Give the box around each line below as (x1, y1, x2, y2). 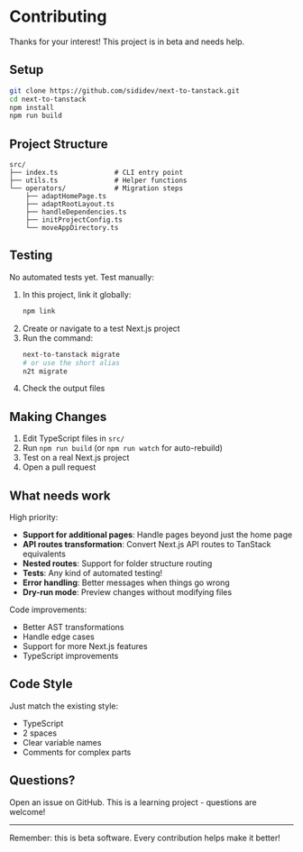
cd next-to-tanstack (9, 95, 87, 104)
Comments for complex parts (22, 747, 132, 757)
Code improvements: (9, 604, 87, 615)
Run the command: (22, 332, 93, 344)
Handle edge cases (22, 631, 95, 642)
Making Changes (9, 408, 107, 425)
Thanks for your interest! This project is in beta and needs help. (9, 36, 245, 47)
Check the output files (22, 383, 106, 394)
